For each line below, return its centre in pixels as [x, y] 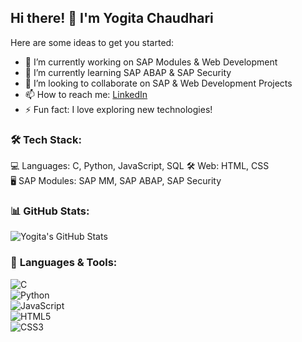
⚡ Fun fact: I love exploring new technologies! [118, 109]
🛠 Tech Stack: [46, 139]
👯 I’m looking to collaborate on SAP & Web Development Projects [158, 83]
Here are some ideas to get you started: [92, 42]
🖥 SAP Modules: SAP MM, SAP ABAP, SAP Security [116, 181]
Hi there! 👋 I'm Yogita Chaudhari [112, 18]
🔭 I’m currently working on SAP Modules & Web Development [151, 62]
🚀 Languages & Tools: [64, 263]
